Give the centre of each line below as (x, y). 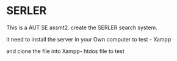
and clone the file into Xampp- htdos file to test (66, 51)
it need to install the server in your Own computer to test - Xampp (89, 39)
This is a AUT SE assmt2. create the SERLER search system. (82, 27)
